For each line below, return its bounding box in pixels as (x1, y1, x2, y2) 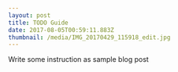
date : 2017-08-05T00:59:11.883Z (8, 26, 114, 34)
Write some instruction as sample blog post (8, 55, 150, 64)
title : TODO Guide (8, 19, 69, 27)
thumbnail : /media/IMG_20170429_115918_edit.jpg (8, 33, 171, 41)
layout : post (8, 11, 51, 20)
